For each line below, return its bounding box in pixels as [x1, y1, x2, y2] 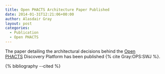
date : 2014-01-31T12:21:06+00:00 [5, 12, 74, 17]
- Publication [9, 30, 39, 35]
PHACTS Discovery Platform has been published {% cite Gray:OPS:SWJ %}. [5, 53, 161, 59]
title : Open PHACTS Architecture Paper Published [5, 7, 110, 12]
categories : [5, 26, 30, 31]
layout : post [5, 21, 32, 26]
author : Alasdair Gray [5, 16, 52, 21]
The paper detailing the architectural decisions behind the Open [5, 48, 136, 54]
